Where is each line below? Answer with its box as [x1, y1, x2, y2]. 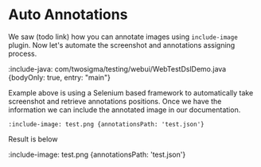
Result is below [8, 134, 58, 144]
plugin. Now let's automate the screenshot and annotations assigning [8, 40, 236, 49]
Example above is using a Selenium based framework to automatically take [8, 87, 254, 97]
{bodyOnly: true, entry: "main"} [8, 72, 111, 82]
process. [8, 49, 37, 58]
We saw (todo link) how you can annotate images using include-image [8, 32, 239, 41]
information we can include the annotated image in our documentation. [8, 105, 241, 115]
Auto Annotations [8, 6, 128, 24]
